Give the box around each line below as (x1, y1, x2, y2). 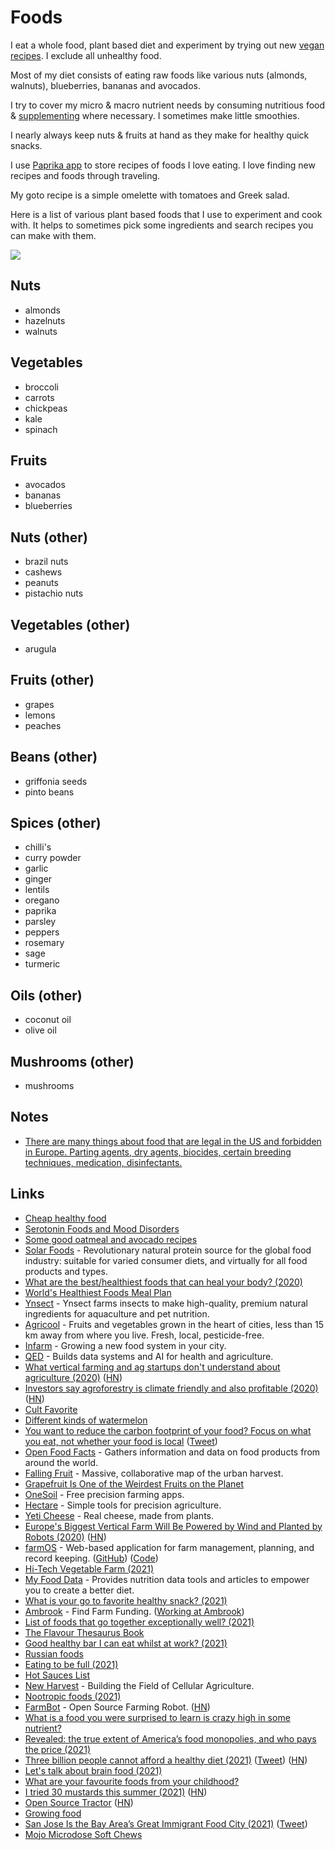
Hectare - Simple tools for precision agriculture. (24, 1499, 222, 1511)
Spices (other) (10, 815, 102, 832)
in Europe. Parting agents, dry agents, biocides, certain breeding (24, 1146, 292, 1158)
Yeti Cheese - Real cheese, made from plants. (24, 1509, 214, 1521)
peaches (24, 719, 62, 731)
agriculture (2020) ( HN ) (24, 1371, 123, 1383)
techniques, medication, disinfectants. (24, 1156, 183, 1168)
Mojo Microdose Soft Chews (24, 1828, 143, 1840)
